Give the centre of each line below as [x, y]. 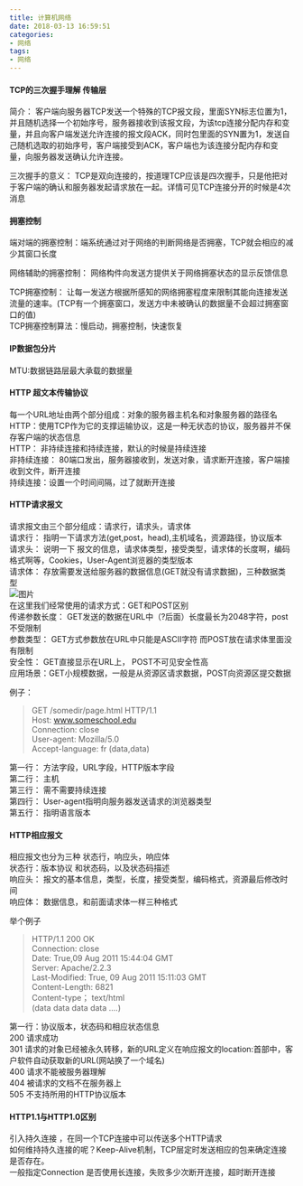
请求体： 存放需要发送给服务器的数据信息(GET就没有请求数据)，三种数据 [144, 572]
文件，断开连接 [53, 471]
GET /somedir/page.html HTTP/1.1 [94, 711]
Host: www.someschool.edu [84, 720]
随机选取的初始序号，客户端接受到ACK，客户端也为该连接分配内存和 [143, 145]
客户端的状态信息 [49, 437]
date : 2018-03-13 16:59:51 [60, 26]
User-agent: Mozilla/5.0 [75, 739]
